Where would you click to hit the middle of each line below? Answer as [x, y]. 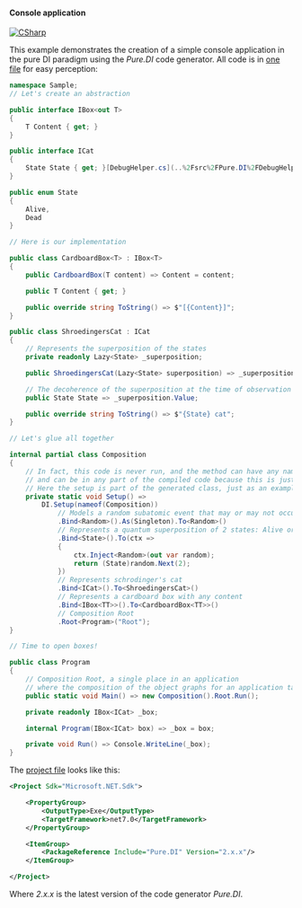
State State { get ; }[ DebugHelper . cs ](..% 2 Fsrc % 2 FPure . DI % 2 [140, 168]
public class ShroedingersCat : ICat [80, 332]
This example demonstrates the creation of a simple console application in [147, 50]
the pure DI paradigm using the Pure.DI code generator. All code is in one [145, 59]
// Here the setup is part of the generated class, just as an [147, 488]
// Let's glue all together [62, 439]
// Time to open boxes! [54, 647]
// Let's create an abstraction [70, 94]
